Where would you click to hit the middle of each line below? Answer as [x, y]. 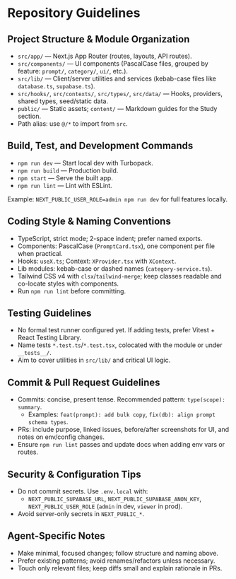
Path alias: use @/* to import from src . [73, 124]
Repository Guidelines [74, 13]
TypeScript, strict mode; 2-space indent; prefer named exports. [110, 238]
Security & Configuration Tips [74, 474]
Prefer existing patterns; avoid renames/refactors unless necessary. [116, 561]
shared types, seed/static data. [63, 101]
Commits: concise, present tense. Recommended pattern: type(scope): [122, 399]
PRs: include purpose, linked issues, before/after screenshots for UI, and [123, 430]
